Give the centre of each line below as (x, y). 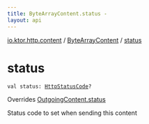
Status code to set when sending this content (72, 113)
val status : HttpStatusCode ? (49, 87)
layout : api (24, 20)
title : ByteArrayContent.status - (57, 14)
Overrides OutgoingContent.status (56, 100)
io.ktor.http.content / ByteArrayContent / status (74, 40)
